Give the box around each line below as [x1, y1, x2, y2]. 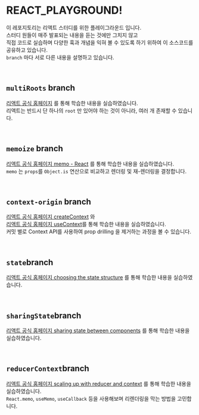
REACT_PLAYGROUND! [6, 4, 123, 17]
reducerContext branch [6, 364, 89, 374]
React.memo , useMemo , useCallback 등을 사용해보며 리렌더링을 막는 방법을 [6, 395, 176, 402]
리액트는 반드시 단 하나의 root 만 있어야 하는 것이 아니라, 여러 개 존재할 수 [6, 107, 177, 114]
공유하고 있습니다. [6, 46, 48, 54]
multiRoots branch [6, 83, 76, 93]
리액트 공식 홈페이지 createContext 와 [6, 213, 95, 220]
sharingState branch [6, 310, 82, 320]
